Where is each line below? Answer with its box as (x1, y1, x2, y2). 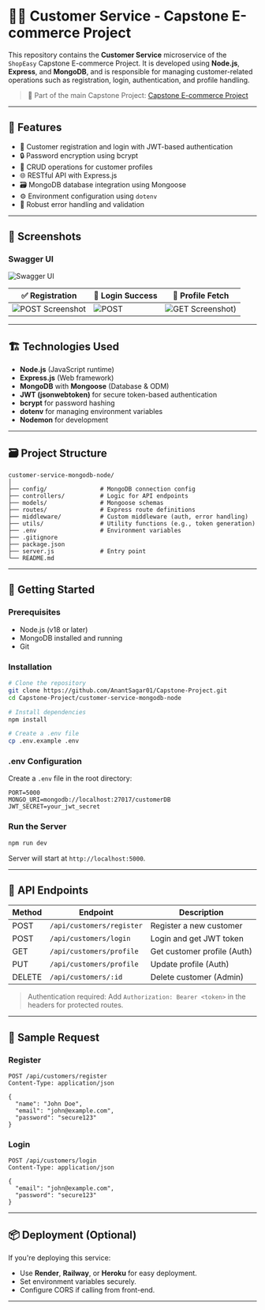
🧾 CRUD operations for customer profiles (19, 162, 153, 171)
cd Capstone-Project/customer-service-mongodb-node (8, 694, 181, 702)
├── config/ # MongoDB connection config (8, 485, 196, 493)
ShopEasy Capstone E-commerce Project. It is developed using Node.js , (8, 58, 241, 68)
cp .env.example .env (8, 737, 80, 745)
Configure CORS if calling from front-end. (19, 1286, 155, 1295)
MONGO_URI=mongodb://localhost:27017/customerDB (8, 796, 171, 804)
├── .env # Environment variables (8, 527, 181, 535)
